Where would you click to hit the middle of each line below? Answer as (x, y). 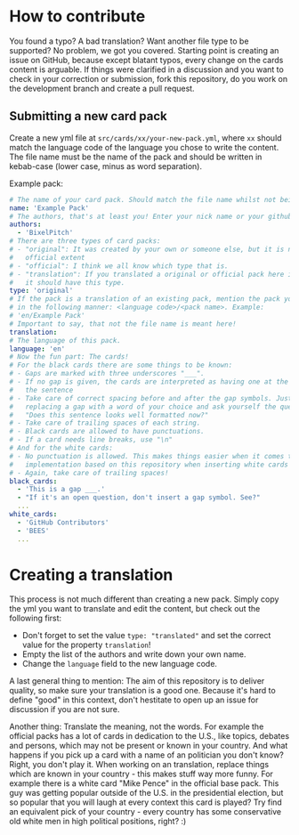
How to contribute (77, 16)
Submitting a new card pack (88, 116)
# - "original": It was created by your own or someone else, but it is (147, 249)
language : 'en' (37, 349)
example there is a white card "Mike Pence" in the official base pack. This (144, 783)
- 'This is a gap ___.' (61, 490)
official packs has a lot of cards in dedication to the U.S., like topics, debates (149, 736)
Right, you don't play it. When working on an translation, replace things (139, 765)
